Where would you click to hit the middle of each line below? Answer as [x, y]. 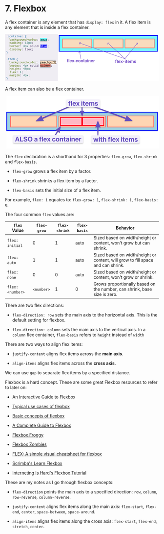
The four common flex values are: [40, 214]
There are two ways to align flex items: [44, 344]
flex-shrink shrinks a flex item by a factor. [55, 181]
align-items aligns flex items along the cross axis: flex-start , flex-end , [84, 521]
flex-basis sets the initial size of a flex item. [56, 190]
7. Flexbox [26, 9]
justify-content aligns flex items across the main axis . [68, 354]
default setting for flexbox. [39, 320]
